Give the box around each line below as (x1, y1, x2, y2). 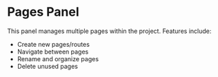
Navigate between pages (17, 47, 89, 56)
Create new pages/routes (17, 40, 90, 48)
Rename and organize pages (17, 54, 99, 63)
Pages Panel (7, 4, 79, 20)
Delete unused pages (17, 62, 78, 70)
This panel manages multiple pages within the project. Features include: (7, 27, 212, 35)
